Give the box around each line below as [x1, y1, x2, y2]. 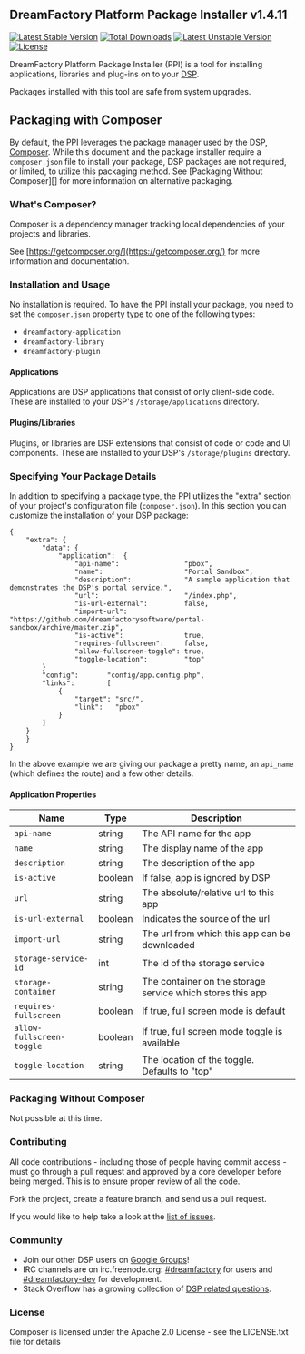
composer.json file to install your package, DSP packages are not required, [9, 156, 288, 167]
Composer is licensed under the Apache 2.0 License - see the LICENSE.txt [9, 1327, 289, 1338]
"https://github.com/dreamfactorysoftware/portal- [9, 614, 205, 624]
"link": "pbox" [74, 702, 141, 712]
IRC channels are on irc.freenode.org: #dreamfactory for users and [22, 1264, 273, 1275]
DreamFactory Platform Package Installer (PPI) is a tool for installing [9, 58, 263, 69]
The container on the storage [142, 975, 266, 988]
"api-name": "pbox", [74, 559, 213, 568]
